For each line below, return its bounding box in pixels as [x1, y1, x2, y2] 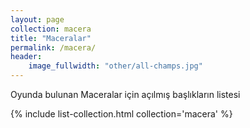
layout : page [10, 14, 65, 25]
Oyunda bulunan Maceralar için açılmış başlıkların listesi [10, 89, 241, 100]
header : [10, 52, 43, 62]
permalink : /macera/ [10, 42, 97, 53]
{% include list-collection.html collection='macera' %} [10, 108, 233, 120]
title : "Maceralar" [10, 33, 92, 43]
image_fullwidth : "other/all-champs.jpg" [28, 61, 203, 71]
